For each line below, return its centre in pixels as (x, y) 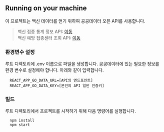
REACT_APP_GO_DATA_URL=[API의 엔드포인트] (51, 80)
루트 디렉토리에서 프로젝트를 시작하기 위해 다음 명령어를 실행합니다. (70, 111)
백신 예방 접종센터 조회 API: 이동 (49, 37)
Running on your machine (46, 8)
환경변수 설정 (20, 52)
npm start (20, 125)
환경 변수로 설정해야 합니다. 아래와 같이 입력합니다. (54, 70)
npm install (22, 120)
